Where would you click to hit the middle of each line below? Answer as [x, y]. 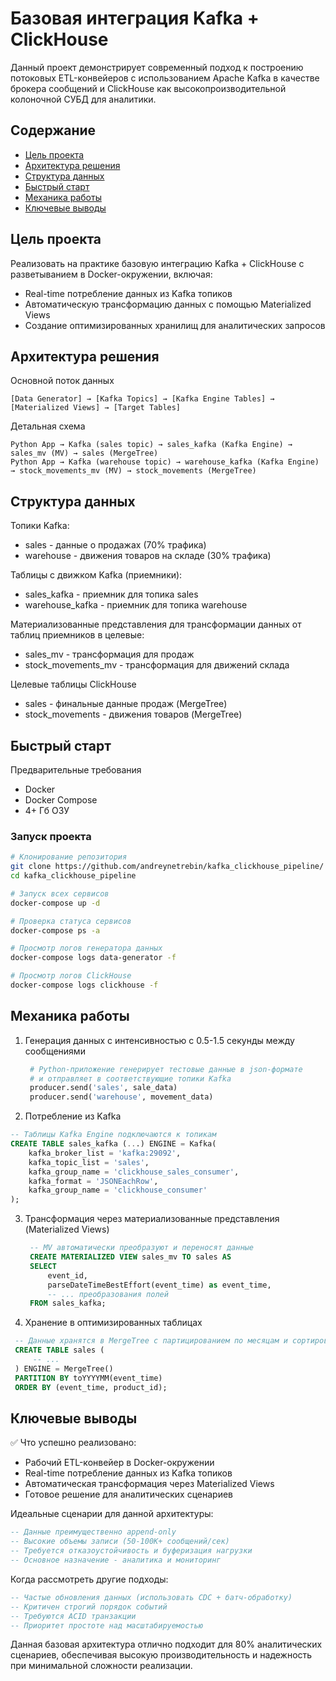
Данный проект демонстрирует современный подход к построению [157, 67]
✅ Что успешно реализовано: [73, 1443]
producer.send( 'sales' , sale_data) [103, 1088]
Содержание [53, 130]
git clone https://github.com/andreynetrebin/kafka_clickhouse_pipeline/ [167, 867]
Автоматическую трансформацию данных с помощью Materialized [168, 304]
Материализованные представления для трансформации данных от [156, 624]
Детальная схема [48, 426]
